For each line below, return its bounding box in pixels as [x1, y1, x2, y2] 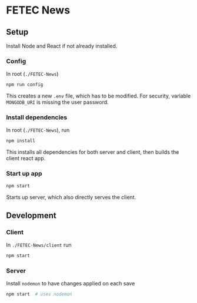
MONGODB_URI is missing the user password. [6, 99, 109, 106]
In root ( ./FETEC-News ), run [6, 127, 70, 134]
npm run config [6, 82, 44, 88]
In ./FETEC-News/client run [6, 241, 72, 248]
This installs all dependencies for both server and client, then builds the [6, 149, 179, 156]
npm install [6, 138, 35, 144]
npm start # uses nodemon [6, 291, 72, 297]
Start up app [6, 170, 42, 178]
